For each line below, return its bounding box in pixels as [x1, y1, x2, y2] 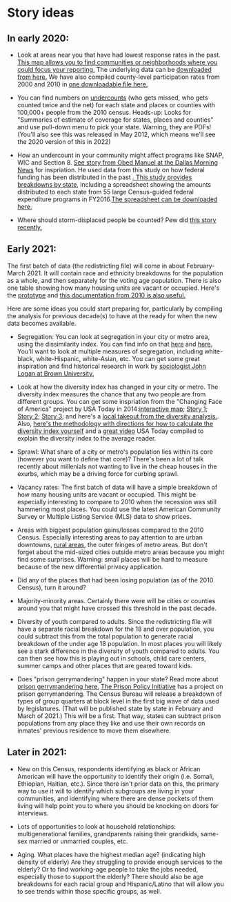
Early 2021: [7, 243, 57, 255]
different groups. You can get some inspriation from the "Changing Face [17, 397, 223, 405]
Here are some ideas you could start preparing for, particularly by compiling [7, 304, 223, 313]
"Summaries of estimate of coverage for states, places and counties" [17, 116, 214, 124]
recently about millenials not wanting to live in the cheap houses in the [17, 462, 217, 470]
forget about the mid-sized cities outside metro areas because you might [17, 548, 225, 556]
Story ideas [7, 5, 74, 21]
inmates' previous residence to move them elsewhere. [17, 726, 171, 735]
